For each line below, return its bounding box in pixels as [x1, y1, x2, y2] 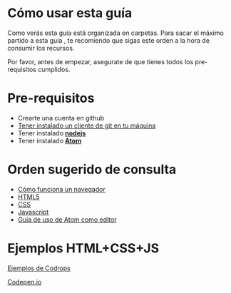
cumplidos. [38, 65, 71, 73]
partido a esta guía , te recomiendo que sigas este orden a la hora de [7, 36, 210, 44]
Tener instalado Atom [17, 136, 82, 145]
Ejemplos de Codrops [7, 264, 71, 272]
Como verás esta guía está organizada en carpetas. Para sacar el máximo [7, 29, 225, 37]
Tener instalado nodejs [17, 128, 86, 137]
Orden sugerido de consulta [7, 162, 177, 178]
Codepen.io [7, 277, 42, 286]
